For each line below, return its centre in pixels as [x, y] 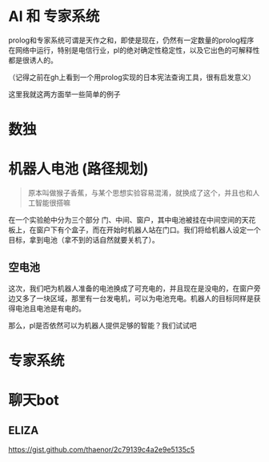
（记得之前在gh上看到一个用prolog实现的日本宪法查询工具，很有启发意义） [132, 77]
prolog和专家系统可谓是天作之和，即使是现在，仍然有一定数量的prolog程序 [131, 40]
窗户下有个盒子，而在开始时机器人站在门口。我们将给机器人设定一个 [148, 230]
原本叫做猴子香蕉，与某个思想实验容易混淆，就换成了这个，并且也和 [140, 193]
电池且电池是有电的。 [50, 308]
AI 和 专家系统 [54, 16]
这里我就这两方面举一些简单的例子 [64, 94]
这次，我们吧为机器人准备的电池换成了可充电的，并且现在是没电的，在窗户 [131, 288]
